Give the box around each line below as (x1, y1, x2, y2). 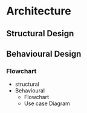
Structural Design (6, 28, 74, 39)
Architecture (6, 4, 71, 18)
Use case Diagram (24, 100, 71, 107)
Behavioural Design (6, 48, 82, 59)
